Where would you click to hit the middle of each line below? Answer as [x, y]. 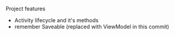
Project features [26, 9]
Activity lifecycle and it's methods [56, 20]
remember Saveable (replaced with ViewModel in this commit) [92, 27]
